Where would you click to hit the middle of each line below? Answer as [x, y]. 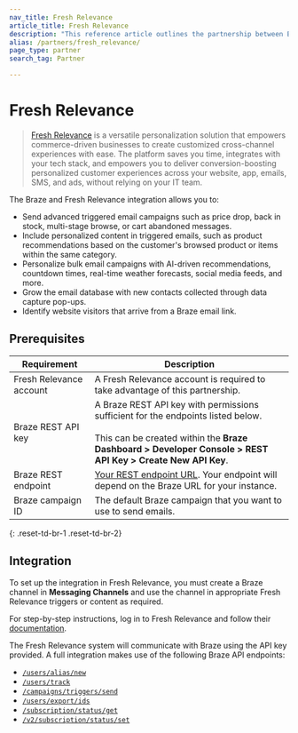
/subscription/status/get [70, 710]
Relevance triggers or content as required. [86, 602]
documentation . [38, 628]
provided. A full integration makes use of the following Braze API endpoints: [147, 655]
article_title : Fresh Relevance [69, 26]
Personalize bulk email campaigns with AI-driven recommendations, [146, 264]
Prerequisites [47, 339]
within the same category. [70, 254]
